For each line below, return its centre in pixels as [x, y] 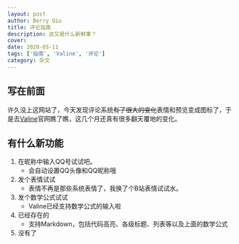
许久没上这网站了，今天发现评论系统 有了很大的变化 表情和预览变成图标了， [116, 110]
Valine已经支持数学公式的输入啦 [75, 206]
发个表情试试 [36, 180]
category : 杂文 [29, 61]
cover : [17, 41]
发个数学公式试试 [43, 198]
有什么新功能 [36, 143]
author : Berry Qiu [34, 21]
